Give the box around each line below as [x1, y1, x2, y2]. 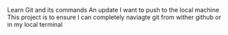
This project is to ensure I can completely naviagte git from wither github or [7, 13, 222, 21]
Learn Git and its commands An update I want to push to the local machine [7, 6, 220, 14]
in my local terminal [7, 21, 63, 28]
